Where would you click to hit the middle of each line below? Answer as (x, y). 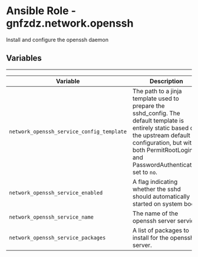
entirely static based (161, 128)
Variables (24, 58)
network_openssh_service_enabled (56, 192)
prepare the (148, 106)
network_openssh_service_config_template (68, 131)
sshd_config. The (156, 113)
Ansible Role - (41, 11)
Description (166, 81)
